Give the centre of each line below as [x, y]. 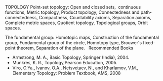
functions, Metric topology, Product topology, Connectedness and [72, 12]
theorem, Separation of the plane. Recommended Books [75, 48]
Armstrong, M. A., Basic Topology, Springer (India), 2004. [71, 57]
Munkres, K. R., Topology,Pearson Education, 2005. [65, 63]
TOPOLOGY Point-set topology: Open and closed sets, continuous [73, 7]
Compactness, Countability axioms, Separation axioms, [95, 17]
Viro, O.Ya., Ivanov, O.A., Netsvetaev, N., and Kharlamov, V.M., [75, 68]
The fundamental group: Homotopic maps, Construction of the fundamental [82, 37]
